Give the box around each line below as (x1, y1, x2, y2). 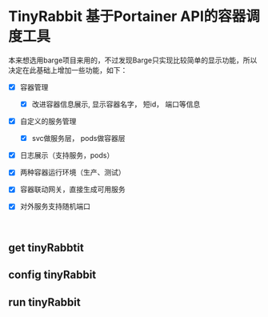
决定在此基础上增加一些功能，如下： (8, 65, 128, 74)
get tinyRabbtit (8, 241, 84, 255)
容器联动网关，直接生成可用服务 (19, 185, 126, 195)
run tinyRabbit (8, 295, 82, 309)
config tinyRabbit (8, 268, 97, 282)
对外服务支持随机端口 (19, 202, 90, 211)
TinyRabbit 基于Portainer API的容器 (8, 7, 246, 26)
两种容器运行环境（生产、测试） (19, 167, 126, 177)
